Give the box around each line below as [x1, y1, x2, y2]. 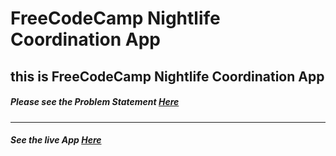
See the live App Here [10, 134, 102, 146]
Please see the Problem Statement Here [10, 96, 180, 108]
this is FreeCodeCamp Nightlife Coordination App [10, 68, 325, 85]
